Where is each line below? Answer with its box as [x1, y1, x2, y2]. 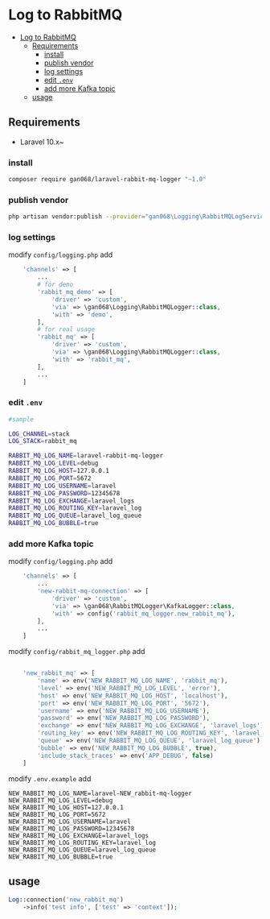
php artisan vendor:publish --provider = [8, 213, 146, 221]
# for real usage [37, 325, 95, 333]
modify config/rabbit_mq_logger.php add [8, 647, 145, 656]
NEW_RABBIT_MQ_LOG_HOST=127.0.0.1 [8, 803, 125, 811]
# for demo [37, 280, 74, 289]
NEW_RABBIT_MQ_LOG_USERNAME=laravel [8, 818, 131, 826]
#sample [8, 415, 35, 424]
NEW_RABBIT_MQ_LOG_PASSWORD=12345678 [8, 824, 135, 833]
